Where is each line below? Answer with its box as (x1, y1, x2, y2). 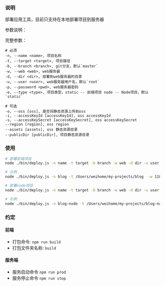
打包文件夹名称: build (12, 245, 56, 251)
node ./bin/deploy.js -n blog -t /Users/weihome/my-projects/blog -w (5, 174, 153, 179)
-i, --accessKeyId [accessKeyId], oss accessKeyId (5, 113, 111, 119)
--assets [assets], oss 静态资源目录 (5, 127, 78, 132)
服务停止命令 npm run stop (12, 275, 66, 281)
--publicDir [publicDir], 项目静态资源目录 (5, 132, 90, 137)
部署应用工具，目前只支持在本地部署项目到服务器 (5, 16, 104, 23)
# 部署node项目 (5, 183, 33, 188)
